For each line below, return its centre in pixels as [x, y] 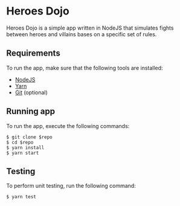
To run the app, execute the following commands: [68, 126]
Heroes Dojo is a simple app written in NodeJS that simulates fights [90, 28]
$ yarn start [23, 153]
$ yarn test [21, 197]
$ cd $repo [20, 142]
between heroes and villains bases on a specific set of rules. [82, 34]
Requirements [33, 53]
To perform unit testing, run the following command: [71, 186]
